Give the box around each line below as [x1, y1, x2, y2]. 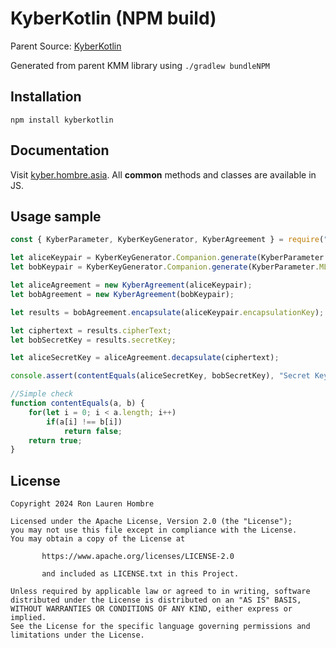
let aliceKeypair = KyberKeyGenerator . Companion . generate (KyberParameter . [10, 253, 329, 263]
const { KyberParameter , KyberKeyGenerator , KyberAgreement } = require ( [10, 235, 325, 245]
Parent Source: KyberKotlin [10, 40, 122, 52]
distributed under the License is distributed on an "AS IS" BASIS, [10, 595, 302, 606]
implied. [10, 613, 47, 623]
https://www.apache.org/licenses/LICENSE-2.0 [41, 552, 235, 562]
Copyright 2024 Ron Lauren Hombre [10, 499, 155, 509]
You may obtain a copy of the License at [10, 534, 186, 544]
